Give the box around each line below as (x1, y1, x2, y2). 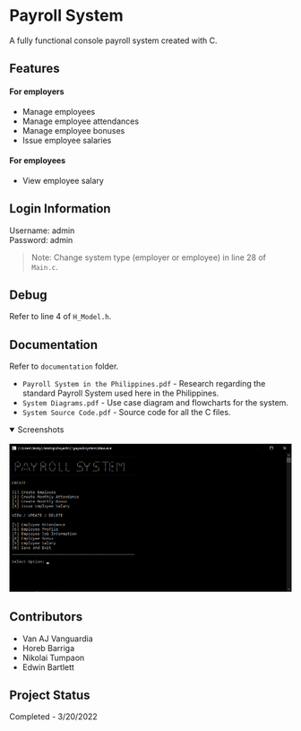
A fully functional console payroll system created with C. (9, 35, 218, 46)
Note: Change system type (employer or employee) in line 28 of (30, 252, 267, 263)
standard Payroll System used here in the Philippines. (21, 387, 219, 399)
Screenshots (17, 424, 64, 435)
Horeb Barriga (21, 642, 75, 653)
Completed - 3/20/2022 (9, 711, 99, 722)
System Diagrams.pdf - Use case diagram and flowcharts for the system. (21, 397, 289, 408)
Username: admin (9, 225, 75, 236)
